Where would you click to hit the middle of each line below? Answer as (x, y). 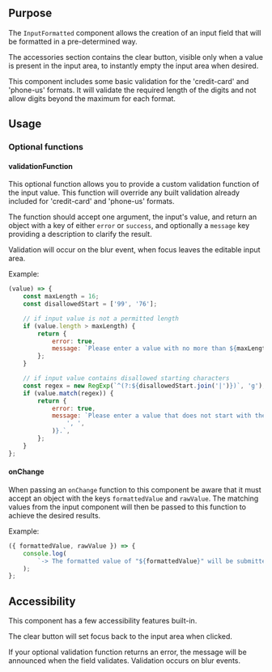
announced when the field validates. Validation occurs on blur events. (125, 661)
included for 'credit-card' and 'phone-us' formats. (91, 201)
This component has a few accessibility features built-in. (103, 621)
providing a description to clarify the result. (80, 235)
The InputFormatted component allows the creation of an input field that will (135, 32)
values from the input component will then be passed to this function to (127, 507)
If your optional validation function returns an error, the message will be (127, 652)
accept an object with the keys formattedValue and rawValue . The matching (134, 498)
